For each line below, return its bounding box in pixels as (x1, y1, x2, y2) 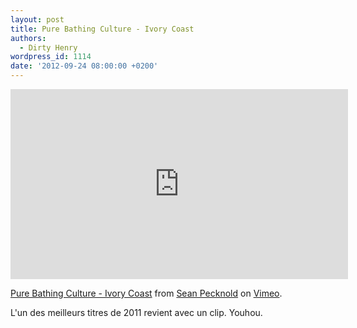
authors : (10, 33, 47, 43)
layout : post (10, 14, 65, 25)
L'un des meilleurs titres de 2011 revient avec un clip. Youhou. (10, 307, 263, 318)
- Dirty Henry (19, 42, 78, 53)
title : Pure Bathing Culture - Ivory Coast (10, 24, 195, 34)
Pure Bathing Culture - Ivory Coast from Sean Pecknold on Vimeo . (10, 287, 283, 299)
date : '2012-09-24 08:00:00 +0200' (10, 61, 159, 71)
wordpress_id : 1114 (10, 52, 92, 62)
